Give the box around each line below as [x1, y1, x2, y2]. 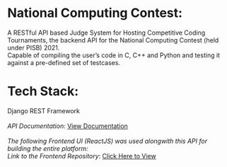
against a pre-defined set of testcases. [7, 58, 121, 67]
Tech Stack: [7, 83, 79, 100]
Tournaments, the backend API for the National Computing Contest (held [7, 35, 219, 44]
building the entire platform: [7, 144, 88, 153]
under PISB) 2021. [7, 43, 60, 52]
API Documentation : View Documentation [7, 122, 129, 130]
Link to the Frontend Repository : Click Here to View [7, 151, 157, 160]
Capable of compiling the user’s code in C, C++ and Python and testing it [7, 51, 221, 59]
